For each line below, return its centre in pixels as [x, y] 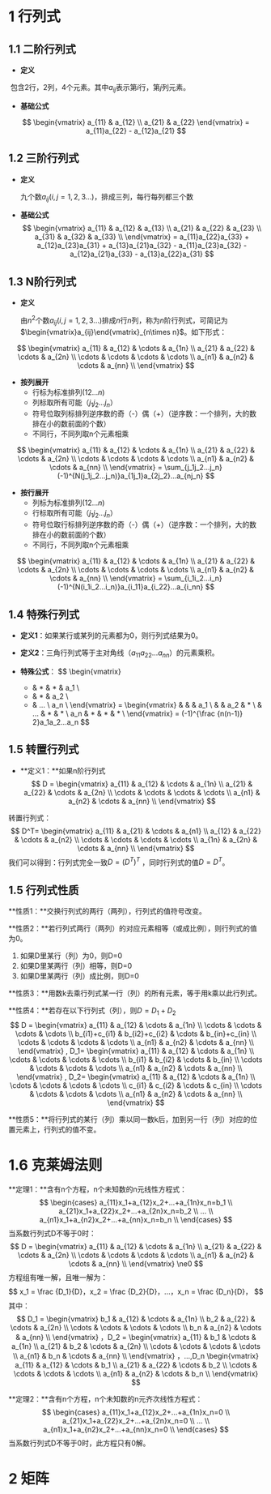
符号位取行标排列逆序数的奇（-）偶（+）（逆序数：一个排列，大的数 [144, 524]
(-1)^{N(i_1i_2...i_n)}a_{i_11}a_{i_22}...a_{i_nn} [130, 587]
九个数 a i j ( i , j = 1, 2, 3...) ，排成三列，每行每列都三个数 [107, 197]
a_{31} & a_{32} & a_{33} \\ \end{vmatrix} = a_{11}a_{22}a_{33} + [142, 237]
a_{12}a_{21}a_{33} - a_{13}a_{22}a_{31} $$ [142, 254]
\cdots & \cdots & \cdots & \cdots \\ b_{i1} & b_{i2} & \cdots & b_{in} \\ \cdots [136, 1059]
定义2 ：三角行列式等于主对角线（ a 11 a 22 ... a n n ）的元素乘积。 [120, 653]
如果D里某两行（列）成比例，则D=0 [80, 976]
